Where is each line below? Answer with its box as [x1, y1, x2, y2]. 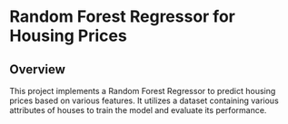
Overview [9, 62, 66, 77]
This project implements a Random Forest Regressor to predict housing [9, 86, 276, 96]
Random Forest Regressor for [9, 6, 236, 27]
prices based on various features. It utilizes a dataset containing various [9, 95, 279, 106]
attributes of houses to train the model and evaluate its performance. [9, 105, 267, 115]
